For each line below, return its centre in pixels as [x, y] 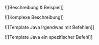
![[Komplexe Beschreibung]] [34, 17]
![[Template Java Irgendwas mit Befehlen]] [49, 27]
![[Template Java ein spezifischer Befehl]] [49, 37]
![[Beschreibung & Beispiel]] [34, 7]
